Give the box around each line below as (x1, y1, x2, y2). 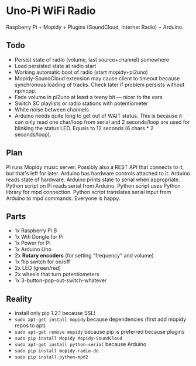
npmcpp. (14, 87, 37, 94)
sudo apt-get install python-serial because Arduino (14, 341, 147, 348)
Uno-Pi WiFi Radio (6, 4, 96, 18)
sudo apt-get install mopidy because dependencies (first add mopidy (14, 316, 187, 323)
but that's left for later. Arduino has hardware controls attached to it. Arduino (6, 170, 190, 177)
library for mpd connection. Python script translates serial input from (6, 188, 171, 195)
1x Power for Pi (14, 239, 51, 247)
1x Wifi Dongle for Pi (14, 233, 64, 240)
